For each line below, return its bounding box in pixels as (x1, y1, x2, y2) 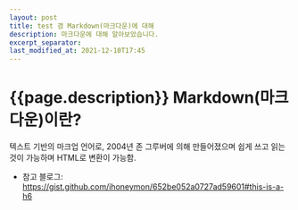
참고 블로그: (21, 172, 64, 182)
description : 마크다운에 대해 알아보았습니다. (9, 29, 159, 38)
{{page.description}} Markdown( (9, 88, 261, 108)
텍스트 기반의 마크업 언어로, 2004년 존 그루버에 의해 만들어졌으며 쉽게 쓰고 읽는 (9, 141, 286, 152)
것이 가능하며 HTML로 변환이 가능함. (9, 153, 137, 164)
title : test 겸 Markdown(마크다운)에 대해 (9, 21, 154, 30)
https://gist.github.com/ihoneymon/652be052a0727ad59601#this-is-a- (21, 181, 284, 192)
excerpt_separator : (9, 38, 82, 47)
